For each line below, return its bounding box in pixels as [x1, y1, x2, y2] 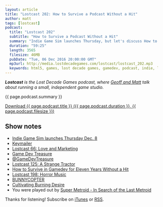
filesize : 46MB [9, 52, 40, 57]
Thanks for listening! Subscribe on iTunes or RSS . [5, 196, 104, 202]
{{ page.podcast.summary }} [5, 94, 63, 100]
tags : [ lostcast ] [5, 20, 40, 26]
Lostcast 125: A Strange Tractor [12, 161, 76, 167]
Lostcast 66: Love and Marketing [12, 145, 78, 151]
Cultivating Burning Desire [12, 182, 65, 188]
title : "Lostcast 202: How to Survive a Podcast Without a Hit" [5, 12, 138, 17]
